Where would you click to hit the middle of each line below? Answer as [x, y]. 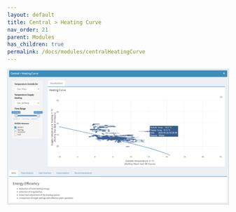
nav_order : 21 [28, 29]
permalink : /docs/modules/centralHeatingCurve [76, 52]
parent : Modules [31, 37]
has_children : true [36, 45]
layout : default [31, 15]
